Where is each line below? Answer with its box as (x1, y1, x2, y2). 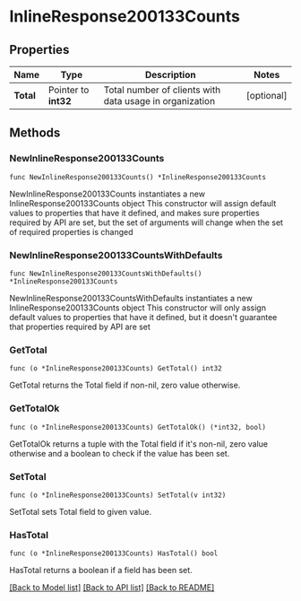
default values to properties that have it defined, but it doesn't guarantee (9, 311, 278, 322)
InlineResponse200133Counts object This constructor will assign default (9, 197, 277, 208)
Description (144, 69, 196, 81)
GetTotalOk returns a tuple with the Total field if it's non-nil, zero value (9, 438, 269, 449)
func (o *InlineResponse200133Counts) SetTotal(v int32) (9, 491, 227, 500)
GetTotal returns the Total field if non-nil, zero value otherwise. (9, 379, 241, 391)
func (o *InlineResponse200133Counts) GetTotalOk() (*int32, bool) (9, 422, 267, 431)
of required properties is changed (9, 226, 133, 237)
